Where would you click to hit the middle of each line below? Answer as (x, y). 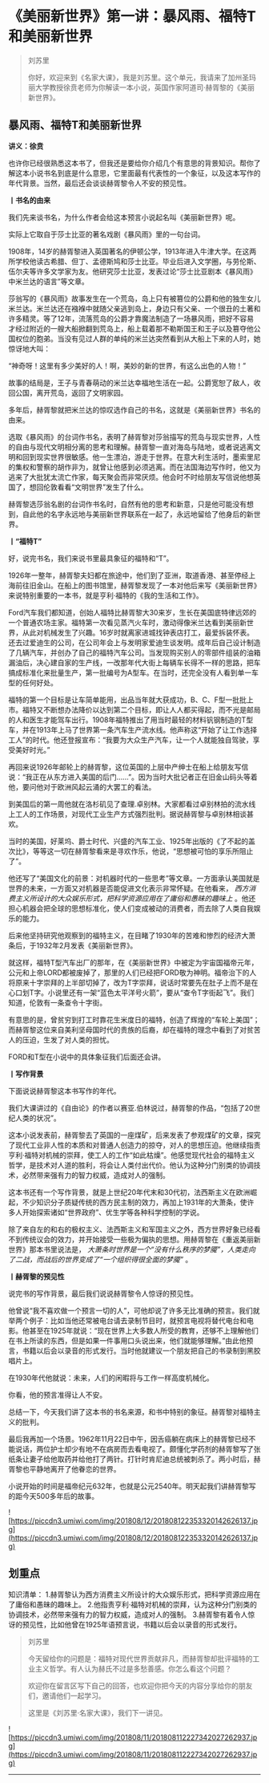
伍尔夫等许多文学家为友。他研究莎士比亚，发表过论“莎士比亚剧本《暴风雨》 (133, 271)
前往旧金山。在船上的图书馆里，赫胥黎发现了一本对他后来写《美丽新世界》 (138, 585)
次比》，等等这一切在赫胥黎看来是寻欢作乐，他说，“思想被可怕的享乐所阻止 (131, 851)
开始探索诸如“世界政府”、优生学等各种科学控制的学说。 (113, 1212)
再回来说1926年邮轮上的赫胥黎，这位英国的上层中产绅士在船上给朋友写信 (128, 766)
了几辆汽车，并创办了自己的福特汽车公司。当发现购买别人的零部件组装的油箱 (134, 652)
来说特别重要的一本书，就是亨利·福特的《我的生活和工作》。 (106, 595)
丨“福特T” (25, 541)
